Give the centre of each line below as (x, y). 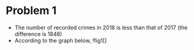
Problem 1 (31, 11)
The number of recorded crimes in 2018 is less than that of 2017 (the (101, 27)
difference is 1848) (38, 34)
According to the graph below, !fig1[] (61, 40)
